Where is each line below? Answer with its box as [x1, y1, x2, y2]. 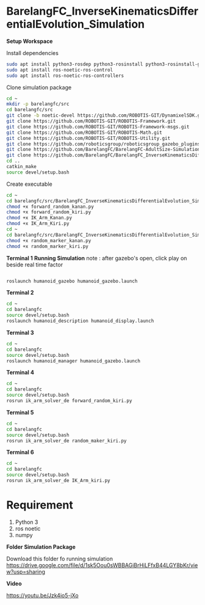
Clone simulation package [6, 84, 72, 91]
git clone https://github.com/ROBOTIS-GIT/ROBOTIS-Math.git [6, 130, 163, 136]
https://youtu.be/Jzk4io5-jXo [6, 592, 79, 599]
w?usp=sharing [6, 568, 46, 575]
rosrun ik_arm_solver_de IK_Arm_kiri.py [6, 478, 111, 484]
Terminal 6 [6, 449, 35, 456]
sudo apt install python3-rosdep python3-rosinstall [6, 61, 143, 67]
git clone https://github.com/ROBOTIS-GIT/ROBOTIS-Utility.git [6, 135, 171, 141]
